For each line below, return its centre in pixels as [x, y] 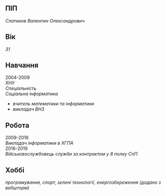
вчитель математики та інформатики [53, 104]
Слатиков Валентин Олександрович [45, 20]
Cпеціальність [21, 89]
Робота [17, 125]
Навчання [22, 65]
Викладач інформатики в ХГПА [39, 143]
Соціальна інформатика [32, 94]
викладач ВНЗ [28, 109]
